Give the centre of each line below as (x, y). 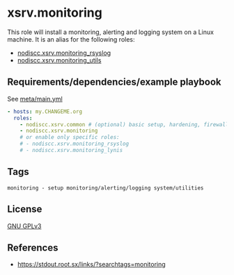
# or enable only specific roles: (70, 137)
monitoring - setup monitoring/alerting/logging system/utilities (106, 188)
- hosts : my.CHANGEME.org (45, 111)
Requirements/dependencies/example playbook (114, 82)
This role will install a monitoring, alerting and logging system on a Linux (111, 32)
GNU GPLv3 (24, 226)
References (33, 248)
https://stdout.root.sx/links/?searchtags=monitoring (91, 265)
